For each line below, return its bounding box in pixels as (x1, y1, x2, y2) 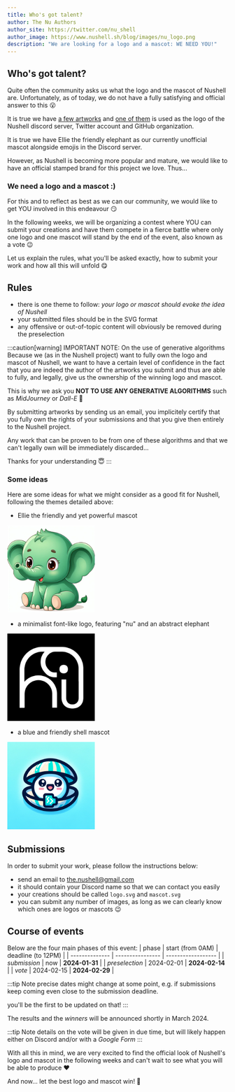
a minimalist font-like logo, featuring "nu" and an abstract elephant (17, 619, 210, 628)
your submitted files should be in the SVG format (17, 315, 158, 324)
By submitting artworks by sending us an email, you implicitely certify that (7, 408, 220, 416)
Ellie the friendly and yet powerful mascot (17, 511, 138, 520)
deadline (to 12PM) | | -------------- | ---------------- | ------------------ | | (7, 951, 225, 959)
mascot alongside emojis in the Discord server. (7, 143, 142, 151)
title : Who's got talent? (7, 11, 83, 18)
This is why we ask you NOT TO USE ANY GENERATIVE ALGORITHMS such (7, 387, 227, 395)
